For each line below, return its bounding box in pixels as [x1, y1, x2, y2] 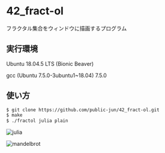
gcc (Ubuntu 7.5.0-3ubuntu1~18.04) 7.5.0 [6, 72, 107, 79]
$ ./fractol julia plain [6, 118, 68, 124]
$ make [6, 112, 23, 118]
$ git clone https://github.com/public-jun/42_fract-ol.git [6, 106, 160, 113]
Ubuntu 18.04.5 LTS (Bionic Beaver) [6, 60, 94, 67]
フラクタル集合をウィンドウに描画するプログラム [6, 25, 127, 32]
